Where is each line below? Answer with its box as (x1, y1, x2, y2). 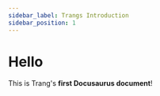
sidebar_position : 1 (8, 19, 77, 27)
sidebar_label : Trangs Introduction (8, 11, 129, 20)
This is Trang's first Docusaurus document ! (8, 79, 153, 88)
